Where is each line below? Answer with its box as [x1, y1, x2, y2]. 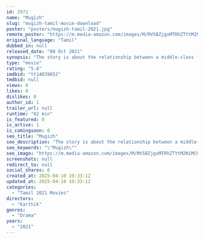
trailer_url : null [6, 105, 53, 111]
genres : [6, 207, 26, 213]
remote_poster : [6, 32, 45, 38]
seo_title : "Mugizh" [6, 133, 59, 140]
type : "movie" [6, 60, 42, 66]
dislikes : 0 [6, 94, 36, 100]
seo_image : [6, 150, 34, 156]
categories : [6, 184, 36, 190]
